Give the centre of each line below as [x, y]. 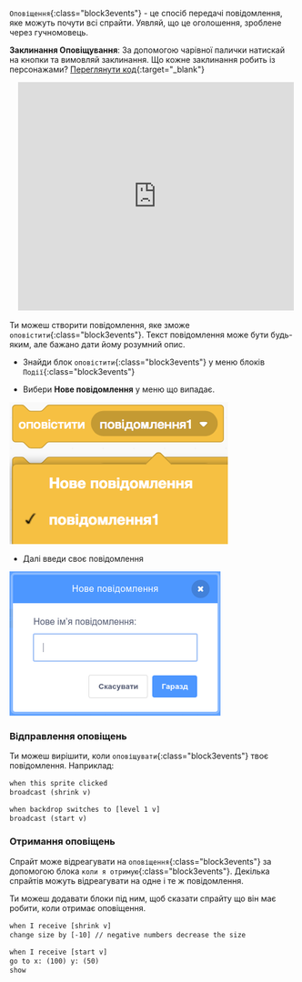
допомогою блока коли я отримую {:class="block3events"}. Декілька [140, 871]
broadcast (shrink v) [50, 793]
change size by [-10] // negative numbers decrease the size [128, 935]
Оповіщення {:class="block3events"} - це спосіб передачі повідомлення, [146, 13]
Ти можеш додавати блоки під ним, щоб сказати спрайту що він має [143, 898]
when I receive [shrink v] [60, 926]
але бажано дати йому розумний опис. [109, 344]
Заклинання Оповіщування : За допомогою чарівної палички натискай [147, 50]
